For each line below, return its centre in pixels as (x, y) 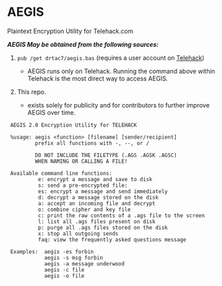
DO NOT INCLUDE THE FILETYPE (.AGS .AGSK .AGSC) (106, 155)
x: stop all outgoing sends (78, 234)
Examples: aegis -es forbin (52, 252)
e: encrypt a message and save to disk (95, 179)
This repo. (32, 92)
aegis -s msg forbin (73, 258)
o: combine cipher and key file (84, 210)
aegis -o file (64, 276)
